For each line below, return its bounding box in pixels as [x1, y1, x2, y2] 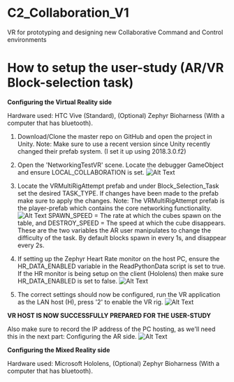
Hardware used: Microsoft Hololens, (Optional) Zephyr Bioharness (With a [7, 359, 220, 367]
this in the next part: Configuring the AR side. [7, 332, 138, 340]
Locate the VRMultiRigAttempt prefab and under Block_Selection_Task [17, 182, 219, 190]
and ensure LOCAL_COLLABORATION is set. [17, 168, 145, 176]
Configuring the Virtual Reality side [7, 98, 112, 106]
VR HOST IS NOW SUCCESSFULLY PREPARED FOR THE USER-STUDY [7, 311, 212, 319]
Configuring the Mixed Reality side [7, 346, 110, 354]
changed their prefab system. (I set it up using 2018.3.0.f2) [17, 147, 187, 155]
